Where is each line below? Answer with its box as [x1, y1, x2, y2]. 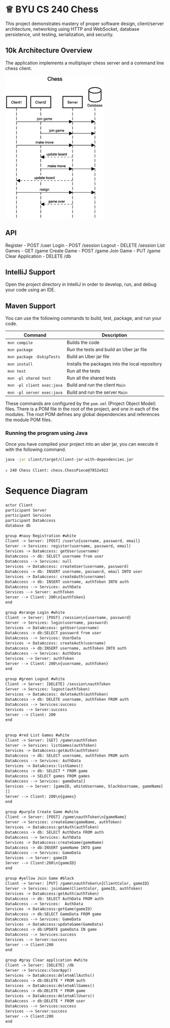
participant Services [5, 513, 52, 518]
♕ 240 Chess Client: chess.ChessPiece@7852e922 [5, 468, 109, 473]
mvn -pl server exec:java [7, 390, 63, 395]
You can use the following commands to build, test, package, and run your [5, 315, 162, 322]
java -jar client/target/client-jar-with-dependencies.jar [5, 457, 134, 462]
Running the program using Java [5, 429, 88, 437]
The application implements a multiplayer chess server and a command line [5, 60, 164, 66]
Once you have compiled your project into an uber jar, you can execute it [5, 441, 158, 447]
